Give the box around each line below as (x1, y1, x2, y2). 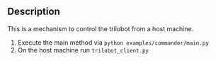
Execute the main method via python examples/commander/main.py (17, 38, 209, 47)
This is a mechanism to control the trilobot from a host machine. (7, 24, 194, 33)
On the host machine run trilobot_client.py (17, 45, 149, 54)
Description (7, 6, 60, 18)
